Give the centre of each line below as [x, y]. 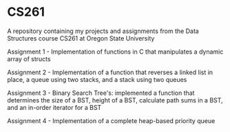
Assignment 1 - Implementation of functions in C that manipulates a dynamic [115, 52]
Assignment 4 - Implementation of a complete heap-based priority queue [111, 120]
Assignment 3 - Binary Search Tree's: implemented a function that [101, 93]
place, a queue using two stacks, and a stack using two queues [97, 79]
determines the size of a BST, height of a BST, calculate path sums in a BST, [115, 100]
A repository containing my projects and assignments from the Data [103, 31]
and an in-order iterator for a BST [54, 107]
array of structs [29, 58]
